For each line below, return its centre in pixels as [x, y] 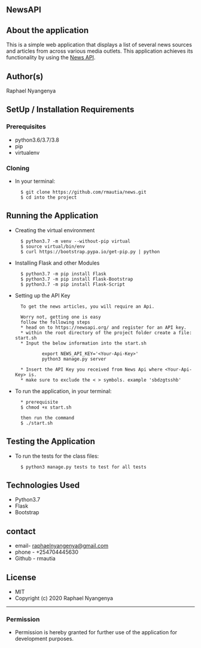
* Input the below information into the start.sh [83, 343]
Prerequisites [26, 127]
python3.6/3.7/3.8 [37, 140]
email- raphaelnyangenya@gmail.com [62, 546]
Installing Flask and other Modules [57, 263]
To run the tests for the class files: [57, 456]
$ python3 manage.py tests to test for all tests [83, 467]
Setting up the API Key [42, 295]
